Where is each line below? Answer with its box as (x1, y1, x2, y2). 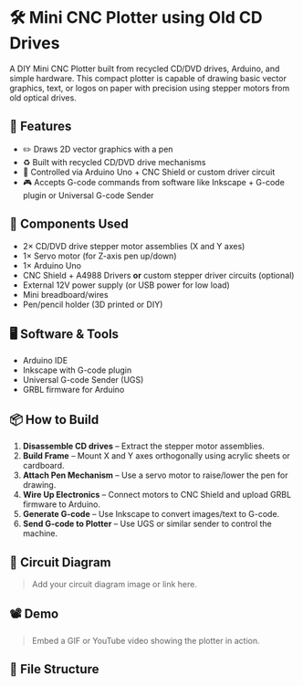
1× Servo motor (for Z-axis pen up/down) (22, 250, 177, 261)
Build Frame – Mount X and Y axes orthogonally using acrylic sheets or (22, 450, 290, 461)
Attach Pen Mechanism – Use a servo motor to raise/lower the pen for (22, 470, 288, 480)
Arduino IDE (22, 355, 68, 366)
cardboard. (22, 460, 66, 471)
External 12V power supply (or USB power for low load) (22, 280, 230, 290)
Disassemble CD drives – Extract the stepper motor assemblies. (22, 440, 265, 452)
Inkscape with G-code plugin (22, 364, 132, 375)
